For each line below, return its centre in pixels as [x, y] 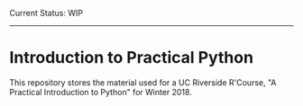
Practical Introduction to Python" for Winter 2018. [101, 92]
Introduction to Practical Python [132, 58]
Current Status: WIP [46, 13]
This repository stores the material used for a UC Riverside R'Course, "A [143, 82]
